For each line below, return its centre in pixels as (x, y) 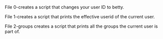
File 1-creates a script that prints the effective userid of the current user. (80, 17)
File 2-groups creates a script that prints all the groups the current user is (81, 26)
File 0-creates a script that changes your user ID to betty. (65, 7)
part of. (12, 31)
